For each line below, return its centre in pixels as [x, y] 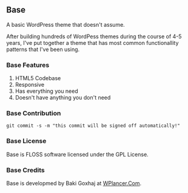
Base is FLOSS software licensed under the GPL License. [77, 154]
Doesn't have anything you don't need [63, 98]
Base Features [28, 65]
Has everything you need [47, 91]
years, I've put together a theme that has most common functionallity [92, 42]
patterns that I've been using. [43, 49]
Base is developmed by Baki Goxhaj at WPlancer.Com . [74, 183]
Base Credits [25, 170]
